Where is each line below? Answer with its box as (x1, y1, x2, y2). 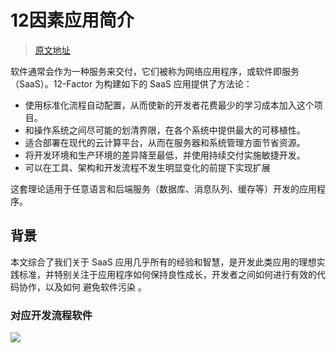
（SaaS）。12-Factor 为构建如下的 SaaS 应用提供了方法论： (10, 77, 253, 90)
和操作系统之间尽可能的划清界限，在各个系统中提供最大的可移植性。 (24, 124, 306, 136)
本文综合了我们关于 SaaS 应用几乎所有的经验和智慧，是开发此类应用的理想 (10, 256, 317, 268)
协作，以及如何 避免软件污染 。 (18, 281, 147, 293)
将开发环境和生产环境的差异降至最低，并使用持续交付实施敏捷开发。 (24, 149, 306, 161)
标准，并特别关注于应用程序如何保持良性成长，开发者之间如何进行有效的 (18, 268, 317, 280)
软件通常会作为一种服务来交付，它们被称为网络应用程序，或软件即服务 (10, 65, 300, 77)
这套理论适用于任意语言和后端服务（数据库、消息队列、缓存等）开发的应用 (10, 182, 317, 195)
